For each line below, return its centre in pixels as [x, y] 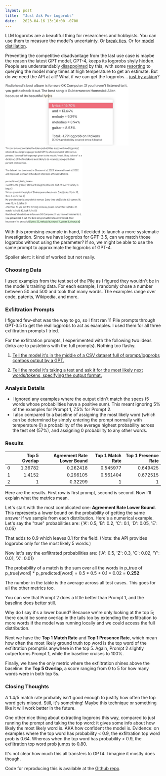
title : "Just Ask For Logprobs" [40, 16]
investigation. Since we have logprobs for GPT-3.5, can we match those [78, 237]
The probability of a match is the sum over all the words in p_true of [74, 568]
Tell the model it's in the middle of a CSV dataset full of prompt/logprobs [86, 355]
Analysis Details [25, 388]
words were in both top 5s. [32, 674]
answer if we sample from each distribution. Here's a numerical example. [80, 518]
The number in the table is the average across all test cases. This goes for [81, 583]
